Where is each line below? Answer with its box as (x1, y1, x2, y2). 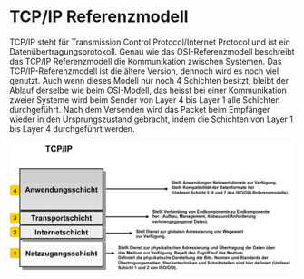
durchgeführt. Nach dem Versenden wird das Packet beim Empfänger (9, 104, 270, 115)
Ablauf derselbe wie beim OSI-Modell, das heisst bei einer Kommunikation (9, 85, 288, 95)
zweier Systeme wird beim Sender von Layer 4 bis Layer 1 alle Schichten (9, 94, 280, 105)
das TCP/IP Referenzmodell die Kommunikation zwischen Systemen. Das (9, 55, 282, 66)
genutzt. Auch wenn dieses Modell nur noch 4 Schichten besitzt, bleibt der (9, 75, 289, 85)
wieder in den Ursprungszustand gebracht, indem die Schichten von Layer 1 (9, 114, 293, 125)
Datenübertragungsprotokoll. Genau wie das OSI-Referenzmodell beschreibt (9, 45, 295, 56)
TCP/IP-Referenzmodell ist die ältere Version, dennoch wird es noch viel (9, 65, 279, 76)
